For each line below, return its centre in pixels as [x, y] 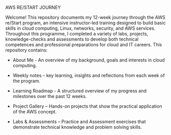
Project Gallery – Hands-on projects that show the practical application [87, 106]
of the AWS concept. [35, 112]
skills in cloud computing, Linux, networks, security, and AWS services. [80, 28]
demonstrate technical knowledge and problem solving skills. [77, 127]
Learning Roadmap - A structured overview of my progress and [80, 91]
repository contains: [26, 50]
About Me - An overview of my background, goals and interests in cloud [89, 60]
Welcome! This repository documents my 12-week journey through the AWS [85, 17]
